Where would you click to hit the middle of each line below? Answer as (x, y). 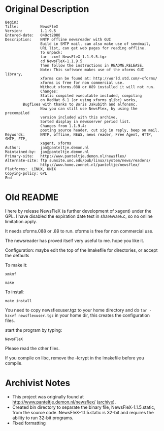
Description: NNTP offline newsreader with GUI (58, 39)
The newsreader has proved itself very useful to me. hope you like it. (75, 240)
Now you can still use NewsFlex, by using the (89, 109)
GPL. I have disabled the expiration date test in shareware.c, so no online (79, 216)
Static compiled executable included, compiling (91, 96)
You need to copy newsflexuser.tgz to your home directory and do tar (76, 310)
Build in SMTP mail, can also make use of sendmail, (96, 44)
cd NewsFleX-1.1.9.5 (61, 61)
